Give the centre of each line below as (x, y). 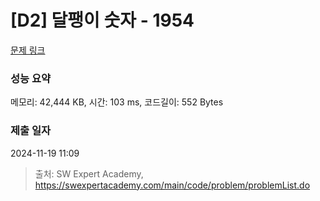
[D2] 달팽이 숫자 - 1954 (102, 20)
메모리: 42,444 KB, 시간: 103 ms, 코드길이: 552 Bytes (117, 102)
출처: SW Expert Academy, (89, 173)
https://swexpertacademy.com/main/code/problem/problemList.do (172, 185)
